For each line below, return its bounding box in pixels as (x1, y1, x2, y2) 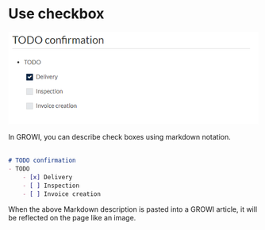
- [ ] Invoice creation (22, 190, 102, 198)
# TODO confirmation (8, 156, 77, 165)
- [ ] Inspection (22, 182, 80, 190)
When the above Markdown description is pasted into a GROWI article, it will (8, 204, 258, 214)
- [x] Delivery (22, 174, 73, 182)
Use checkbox (8, 5, 105, 23)
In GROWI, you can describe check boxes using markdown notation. (8, 132, 232, 141)
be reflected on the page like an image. (8, 213, 136, 222)
